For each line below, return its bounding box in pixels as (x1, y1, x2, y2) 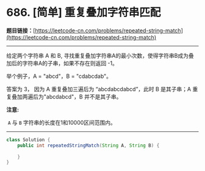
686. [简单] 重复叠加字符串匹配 (6, 5, 161, 19)
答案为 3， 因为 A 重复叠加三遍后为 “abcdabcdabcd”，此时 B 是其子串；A (6, 85, 192, 92)
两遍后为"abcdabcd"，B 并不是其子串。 (22, 92, 122, 100)
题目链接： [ (6, 27, 35, 34)
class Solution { (6, 136, 51, 143)
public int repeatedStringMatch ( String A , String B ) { (17, 142, 160, 148)
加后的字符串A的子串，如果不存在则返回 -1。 (6, 59, 118, 67)
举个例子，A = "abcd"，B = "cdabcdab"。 (6, 72, 112, 80)
